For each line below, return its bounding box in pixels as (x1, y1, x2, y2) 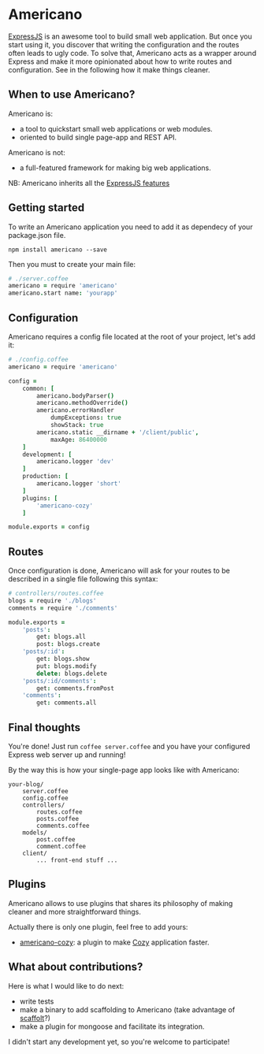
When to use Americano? (8, 88, 136, 102)
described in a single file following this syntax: (8, 574, 158, 584)
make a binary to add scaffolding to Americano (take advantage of (19, 1004, 236, 1014)
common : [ (22, 384, 55, 392)
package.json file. (8, 230, 66, 239)
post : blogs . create (36, 640, 101, 648)
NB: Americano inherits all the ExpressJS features (8, 178, 170, 187)
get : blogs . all (36, 633, 87, 641)
